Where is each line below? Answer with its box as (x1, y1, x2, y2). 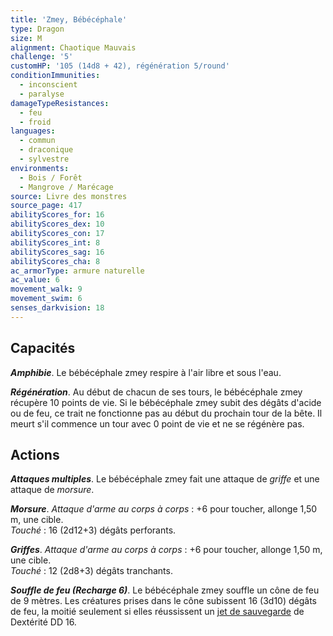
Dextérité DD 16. (10, 616, 77, 628)
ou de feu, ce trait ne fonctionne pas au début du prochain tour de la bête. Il (10, 407, 323, 419)
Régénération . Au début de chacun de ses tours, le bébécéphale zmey (10, 386, 303, 398)
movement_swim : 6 (10, 294, 83, 304)
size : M (10, 33, 43, 43)
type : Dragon (10, 24, 65, 34)
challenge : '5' (10, 52, 74, 62)
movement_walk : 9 (10, 284, 83, 295)
